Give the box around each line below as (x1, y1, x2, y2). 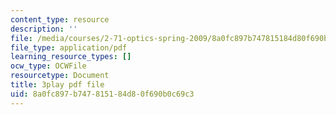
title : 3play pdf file (10, 80, 105, 90)
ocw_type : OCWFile (10, 61, 87, 71)
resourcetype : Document (10, 71, 110, 81)
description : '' (10, 24, 78, 34)
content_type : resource (10, 14, 110, 25)
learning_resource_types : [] (10, 52, 132, 62)
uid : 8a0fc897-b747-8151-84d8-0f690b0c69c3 (10, 89, 195, 99)
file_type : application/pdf (10, 42, 128, 53)
